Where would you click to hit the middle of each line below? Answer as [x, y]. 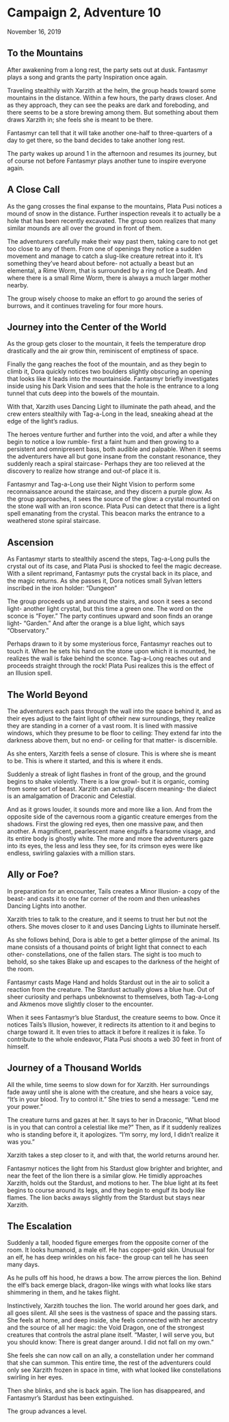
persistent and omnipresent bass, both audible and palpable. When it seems [114, 449]
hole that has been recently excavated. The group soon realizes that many [112, 220]
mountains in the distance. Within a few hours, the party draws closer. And [112, 97]
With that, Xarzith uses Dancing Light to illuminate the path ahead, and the [111, 407]
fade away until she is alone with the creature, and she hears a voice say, [110, 1092]
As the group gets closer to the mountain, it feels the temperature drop [107, 344]
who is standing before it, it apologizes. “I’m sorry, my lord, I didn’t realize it [113, 1134]
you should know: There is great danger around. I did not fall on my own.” [110, 1342]
